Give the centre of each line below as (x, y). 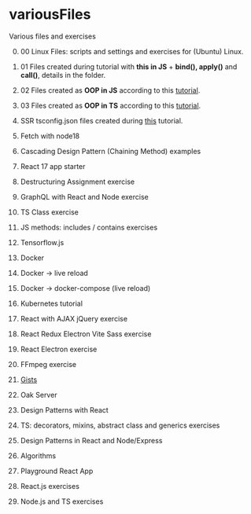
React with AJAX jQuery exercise (74, 318)
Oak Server (39, 395)
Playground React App (57, 471)
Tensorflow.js (42, 242)
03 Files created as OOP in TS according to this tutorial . (111, 105)
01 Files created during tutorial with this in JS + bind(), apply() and (129, 66)
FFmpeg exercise (48, 364)
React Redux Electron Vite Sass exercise (86, 334)
